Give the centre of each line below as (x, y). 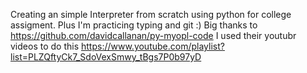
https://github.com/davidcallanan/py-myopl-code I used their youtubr (153, 35)
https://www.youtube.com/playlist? (152, 46)
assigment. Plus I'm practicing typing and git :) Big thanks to (134, 25)
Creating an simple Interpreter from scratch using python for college (151, 14)
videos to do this (45, 46)
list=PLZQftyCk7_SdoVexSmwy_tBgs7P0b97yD (106, 57)
